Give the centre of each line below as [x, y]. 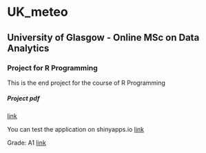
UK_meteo [38, 12]
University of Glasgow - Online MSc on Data [103, 38]
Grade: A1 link [27, 143]
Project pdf [23, 99]
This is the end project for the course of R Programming [86, 83]
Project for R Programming [52, 68]
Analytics [28, 48]
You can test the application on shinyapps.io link [76, 129]
